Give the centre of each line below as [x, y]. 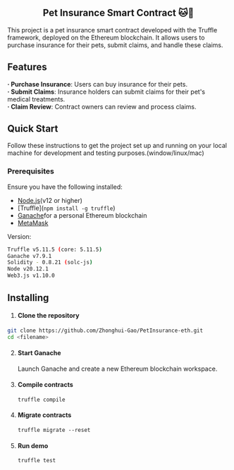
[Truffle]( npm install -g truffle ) [66, 208]
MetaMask [33, 223]
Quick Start [33, 129]
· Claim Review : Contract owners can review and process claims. [102, 106]
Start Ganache [39, 353]
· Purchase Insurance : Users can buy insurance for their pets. [98, 84]
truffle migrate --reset [54, 431]
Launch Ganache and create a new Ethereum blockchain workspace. [117, 369]
